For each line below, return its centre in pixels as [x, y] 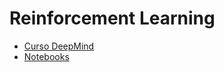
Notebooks [46, 56]
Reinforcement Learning [112, 18]
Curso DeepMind [59, 46]
